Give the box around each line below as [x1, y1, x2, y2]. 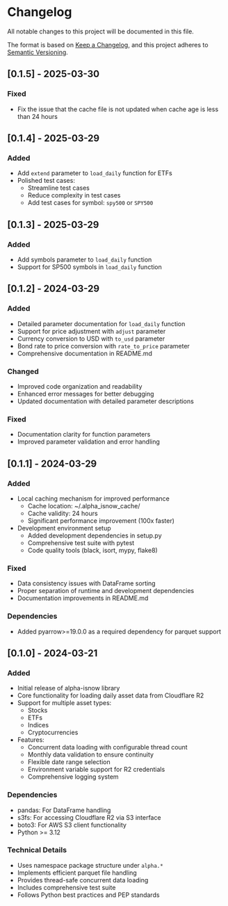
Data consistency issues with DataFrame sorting [17, 579, 156, 588]
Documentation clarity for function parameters [17, 430, 151, 439]
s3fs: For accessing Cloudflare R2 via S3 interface [17, 813, 161, 821]
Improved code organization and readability [17, 382, 142, 390]
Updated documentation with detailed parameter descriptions [17, 397, 195, 405]
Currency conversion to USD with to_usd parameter [17, 334, 165, 343]
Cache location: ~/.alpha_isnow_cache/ [27, 501, 140, 510]
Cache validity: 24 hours [27, 509, 99, 517]
